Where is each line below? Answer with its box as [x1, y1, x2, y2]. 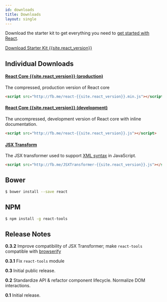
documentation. [5, 121, 38, 127]
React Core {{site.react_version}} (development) [5, 105, 108, 111]
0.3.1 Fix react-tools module [5, 258, 65, 264]
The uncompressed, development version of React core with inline [5, 116, 142, 122]
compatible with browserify [5, 248, 61, 254]
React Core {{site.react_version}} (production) [5, 73, 103, 80]
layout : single [5, 16, 37, 21]
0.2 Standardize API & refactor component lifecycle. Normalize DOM [5, 277, 146, 284]
